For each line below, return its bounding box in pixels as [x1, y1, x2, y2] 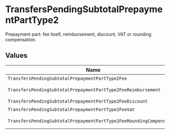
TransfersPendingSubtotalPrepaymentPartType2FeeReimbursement [8, 87, 161, 92]
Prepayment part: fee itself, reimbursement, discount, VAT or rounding [5, 31, 152, 37]
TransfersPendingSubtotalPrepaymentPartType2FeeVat [8, 107, 135, 112]
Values [5, 51, 28, 60]
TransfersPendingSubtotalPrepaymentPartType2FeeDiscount [8, 98, 148, 104]
